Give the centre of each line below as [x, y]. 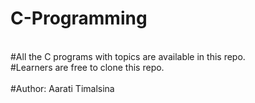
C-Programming [79, 18]
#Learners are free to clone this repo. [87, 67]
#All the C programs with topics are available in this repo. [128, 56]
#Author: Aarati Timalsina [62, 88]
